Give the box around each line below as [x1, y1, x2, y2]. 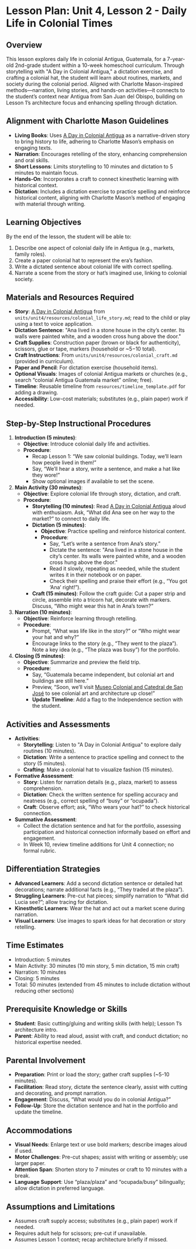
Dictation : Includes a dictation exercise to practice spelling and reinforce [14, 188, 190, 195]
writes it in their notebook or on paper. [49, 571, 142, 579]
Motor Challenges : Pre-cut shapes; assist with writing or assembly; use [14, 1153, 188, 1160]
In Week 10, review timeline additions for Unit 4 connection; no [23, 841, 174, 848]
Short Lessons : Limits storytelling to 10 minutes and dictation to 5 [14, 163, 173, 170]
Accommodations [6, 1125, 73, 1135]
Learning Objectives [6, 217, 82, 227]
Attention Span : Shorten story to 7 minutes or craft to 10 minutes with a [14, 1166, 187, 1173]
